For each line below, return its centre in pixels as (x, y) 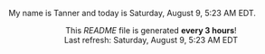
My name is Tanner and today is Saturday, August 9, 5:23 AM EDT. (132, 13)
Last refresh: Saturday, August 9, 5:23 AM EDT (151, 40)
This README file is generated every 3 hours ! (151, 30)
